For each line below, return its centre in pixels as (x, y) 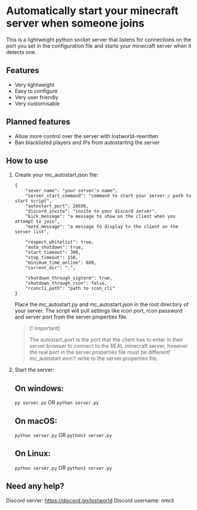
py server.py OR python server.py (56, 402)
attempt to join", (37, 222)
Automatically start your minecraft (92, 11)
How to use (27, 161)
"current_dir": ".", (51, 268)
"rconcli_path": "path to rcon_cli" (70, 288)
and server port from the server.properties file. (71, 317)
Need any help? (35, 486)
